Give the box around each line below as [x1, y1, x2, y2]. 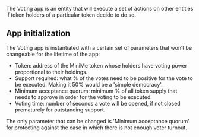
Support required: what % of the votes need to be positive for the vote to [14, 74, 193, 82]
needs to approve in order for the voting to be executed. [14, 93, 153, 100]
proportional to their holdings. [14, 68, 88, 75]
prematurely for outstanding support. [14, 106, 106, 113]
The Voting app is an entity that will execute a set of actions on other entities [6, 5, 194, 12]
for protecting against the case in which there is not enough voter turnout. [6, 124, 187, 131]
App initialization [6, 28, 71, 39]
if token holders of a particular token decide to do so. [6, 11, 137, 18]
